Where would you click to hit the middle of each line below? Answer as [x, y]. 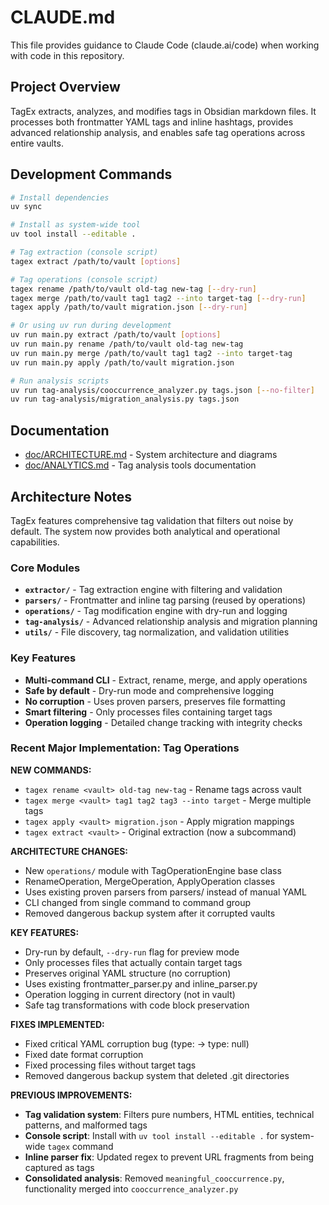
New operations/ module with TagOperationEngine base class [153, 870]
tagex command [80, 1146]
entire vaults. [37, 143]
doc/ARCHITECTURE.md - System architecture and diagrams [151, 455]
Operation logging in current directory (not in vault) [130, 994]
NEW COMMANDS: [51, 770]
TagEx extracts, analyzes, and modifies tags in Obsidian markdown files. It [163, 111]
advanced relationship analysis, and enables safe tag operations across [158, 132]
